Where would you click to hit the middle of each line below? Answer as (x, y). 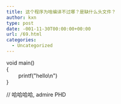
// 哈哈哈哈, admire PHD (36, 94)
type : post (20, 23)
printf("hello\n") (38, 76)
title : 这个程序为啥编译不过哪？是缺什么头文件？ (61, 12)
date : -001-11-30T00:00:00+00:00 (49, 29)
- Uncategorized (32, 46)
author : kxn (21, 18)
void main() (20, 63)
